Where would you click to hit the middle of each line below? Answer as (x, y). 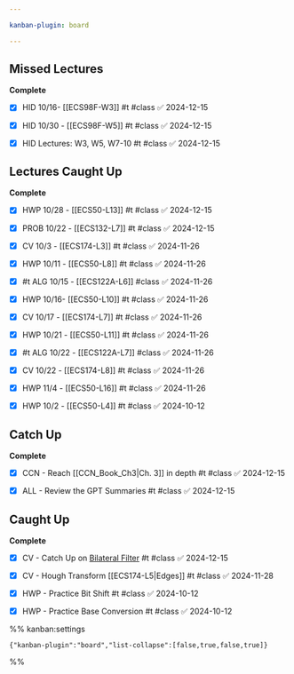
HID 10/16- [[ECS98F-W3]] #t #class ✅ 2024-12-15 (115, 107)
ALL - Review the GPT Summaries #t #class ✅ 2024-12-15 (128, 491)
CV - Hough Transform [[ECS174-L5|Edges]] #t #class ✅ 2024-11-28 (147, 575)
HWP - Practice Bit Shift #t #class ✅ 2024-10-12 (110, 594)
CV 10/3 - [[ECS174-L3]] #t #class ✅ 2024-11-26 (111, 246)
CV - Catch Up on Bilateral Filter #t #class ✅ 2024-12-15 (125, 558)
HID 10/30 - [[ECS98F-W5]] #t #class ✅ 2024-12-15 (117, 125)
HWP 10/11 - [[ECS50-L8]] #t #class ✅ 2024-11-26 (114, 264)
